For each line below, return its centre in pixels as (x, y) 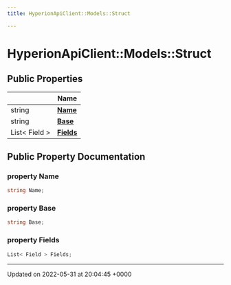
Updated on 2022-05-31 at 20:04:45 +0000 (69, 274)
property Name (33, 176)
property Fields (33, 240)
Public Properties (45, 79)
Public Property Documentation (76, 157)
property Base (32, 209)
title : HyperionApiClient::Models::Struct (69, 13)
